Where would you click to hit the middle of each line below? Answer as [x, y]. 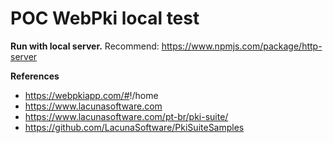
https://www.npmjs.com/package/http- [242, 46]
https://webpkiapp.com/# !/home [91, 95]
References [35, 76]
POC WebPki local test [105, 18]
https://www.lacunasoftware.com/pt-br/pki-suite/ [126, 116]
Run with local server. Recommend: [85, 46]
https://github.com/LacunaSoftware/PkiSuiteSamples [134, 127]
